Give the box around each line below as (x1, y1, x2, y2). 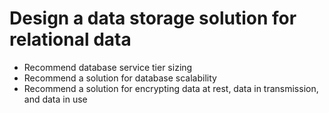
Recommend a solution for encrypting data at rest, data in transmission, (23, 82, 319, 94)
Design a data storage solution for (9, 7, 297, 30)
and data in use (23, 93, 88, 105)
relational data (9, 28, 132, 51)
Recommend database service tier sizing (23, 61, 193, 73)
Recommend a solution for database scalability (23, 72, 217, 84)
